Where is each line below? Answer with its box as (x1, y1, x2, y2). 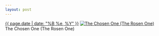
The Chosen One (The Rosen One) (5, 25, 75, 32)
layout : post (5, 7, 32, 12)
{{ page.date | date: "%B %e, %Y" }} (5, 20, 79, 26)
